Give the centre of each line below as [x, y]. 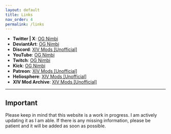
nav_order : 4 [19, 19]
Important [21, 103]
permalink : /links [25, 24]
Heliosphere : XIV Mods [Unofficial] [50, 76]
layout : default [22, 10]
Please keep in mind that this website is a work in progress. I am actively [81, 115]
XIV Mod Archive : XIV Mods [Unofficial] [55, 82]
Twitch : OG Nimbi [32, 60]
